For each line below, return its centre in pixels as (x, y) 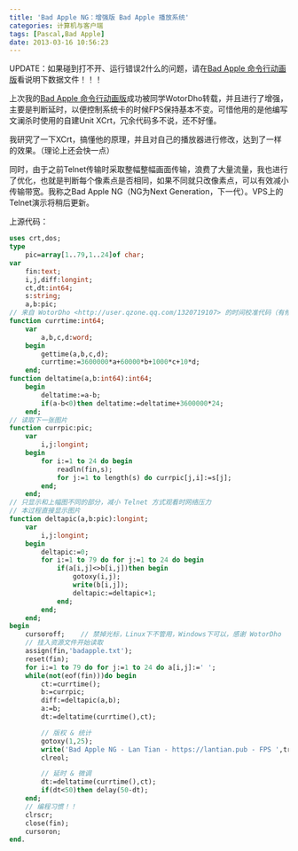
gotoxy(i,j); (97, 577)
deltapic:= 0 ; (65, 552)
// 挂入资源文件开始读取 (64, 643)
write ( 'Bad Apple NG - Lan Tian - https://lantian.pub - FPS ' (160, 749)
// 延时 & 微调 (66, 774)
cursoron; (43, 831)
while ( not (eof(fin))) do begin (81, 675)
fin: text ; (43, 272)
